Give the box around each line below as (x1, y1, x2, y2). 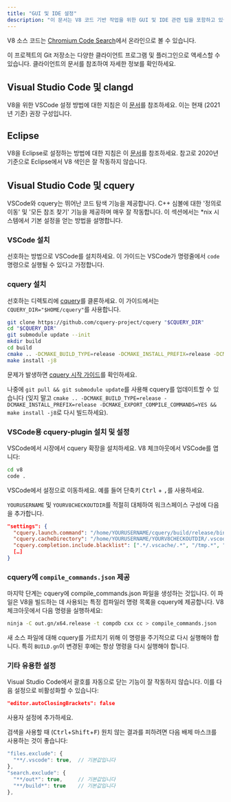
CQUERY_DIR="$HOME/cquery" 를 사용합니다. (7, 305, 122, 313)
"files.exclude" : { (7, 750, 63, 757)
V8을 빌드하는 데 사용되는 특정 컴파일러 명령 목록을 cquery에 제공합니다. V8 (19, 598, 224, 606)
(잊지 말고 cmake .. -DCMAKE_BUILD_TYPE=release (25, 393, 162, 402)
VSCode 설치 (7, 235, 50, 245)
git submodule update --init (7, 331, 91, 339)
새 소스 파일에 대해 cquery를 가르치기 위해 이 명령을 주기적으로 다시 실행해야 (7, 634, 212, 642)
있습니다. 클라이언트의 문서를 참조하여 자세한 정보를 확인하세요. (7, 59, 177, 67)
